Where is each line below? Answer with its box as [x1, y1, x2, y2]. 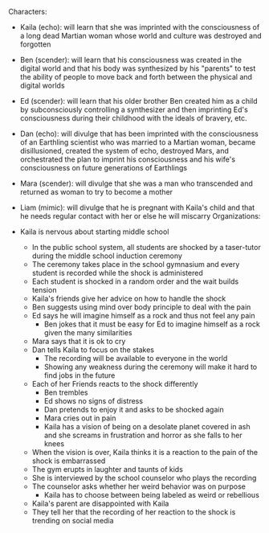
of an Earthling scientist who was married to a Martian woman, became [19, 137, 256, 147]
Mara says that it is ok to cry [31, 337, 126, 346]
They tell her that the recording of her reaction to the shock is [31, 507, 236, 517]
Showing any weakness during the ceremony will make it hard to [43, 362, 258, 371]
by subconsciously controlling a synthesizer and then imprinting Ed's [19, 105, 249, 114]
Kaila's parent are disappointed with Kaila [31, 498, 169, 508]
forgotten [19, 39, 51, 49]
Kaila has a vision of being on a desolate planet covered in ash [43, 422, 251, 431]
